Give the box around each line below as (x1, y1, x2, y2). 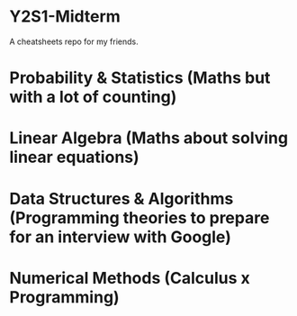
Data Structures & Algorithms (9, 188, 234, 209)
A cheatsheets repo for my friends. (9, 36, 139, 47)
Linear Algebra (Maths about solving (9, 128, 289, 149)
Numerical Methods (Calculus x (9, 267, 250, 288)
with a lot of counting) (9, 87, 177, 107)
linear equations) (9, 147, 139, 167)
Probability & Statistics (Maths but (9, 68, 271, 88)
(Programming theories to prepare (9, 207, 270, 228)
